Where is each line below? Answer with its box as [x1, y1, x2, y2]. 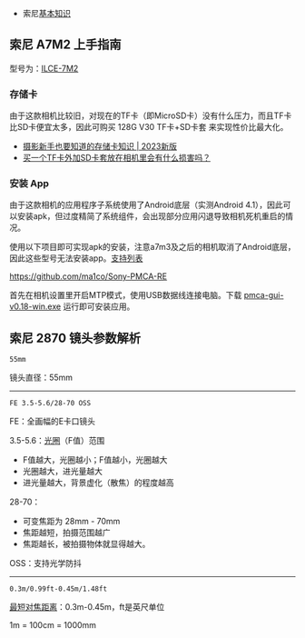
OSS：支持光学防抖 [9, 558, 82, 569]
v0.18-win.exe [9, 301, 62, 312]
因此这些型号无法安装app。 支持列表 [9, 253, 143, 264]
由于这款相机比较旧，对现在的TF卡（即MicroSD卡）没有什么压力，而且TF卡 [9, 110, 292, 121]
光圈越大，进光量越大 [22, 466, 103, 477]
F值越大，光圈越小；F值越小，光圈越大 [22, 454, 168, 465]
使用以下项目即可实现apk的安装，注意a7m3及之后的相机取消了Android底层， [9, 242, 296, 253]
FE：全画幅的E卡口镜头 [9, 416, 96, 427]
